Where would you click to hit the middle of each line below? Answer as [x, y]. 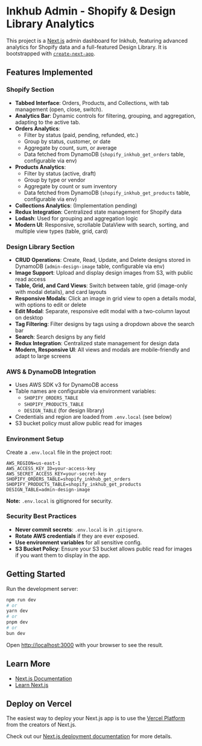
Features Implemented [50, 73]
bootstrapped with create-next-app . [51, 53]
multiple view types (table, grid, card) [62, 231]
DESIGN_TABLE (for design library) [64, 410]
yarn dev [17, 611]
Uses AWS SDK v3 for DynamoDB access [67, 385]
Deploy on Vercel [39, 703]
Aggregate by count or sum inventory [71, 186]
